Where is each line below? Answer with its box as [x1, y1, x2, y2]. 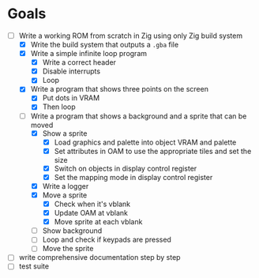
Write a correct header [42, 58, 116, 67]
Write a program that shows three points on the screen [30, 85, 208, 94]
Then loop [42, 102, 76, 111]
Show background [42, 226, 103, 235]
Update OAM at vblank [54, 208, 128, 218]
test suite [18, 261, 49, 271]
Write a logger [42, 181, 89, 190]
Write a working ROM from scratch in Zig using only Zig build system [18, 31, 242, 40]
